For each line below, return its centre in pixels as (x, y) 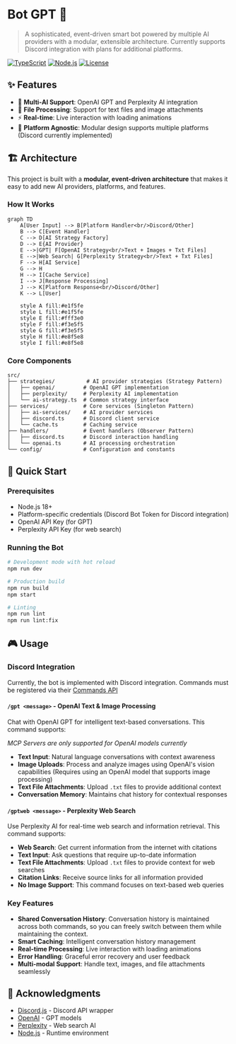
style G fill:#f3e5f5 (52, 330)
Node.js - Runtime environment (63, 1033)
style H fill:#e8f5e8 (52, 336)
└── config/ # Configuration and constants (91, 450)
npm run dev (25, 569)
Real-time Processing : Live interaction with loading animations (109, 949)
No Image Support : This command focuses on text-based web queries (121, 885)
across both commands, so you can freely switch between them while (119, 926)
